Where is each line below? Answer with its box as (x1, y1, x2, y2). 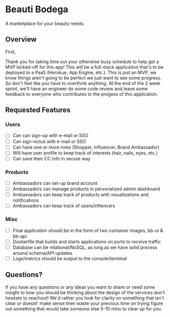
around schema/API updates (12, 250, 73, 256)
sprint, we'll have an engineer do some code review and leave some (5, 85, 148, 92)
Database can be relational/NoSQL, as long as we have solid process (12, 244, 158, 250)
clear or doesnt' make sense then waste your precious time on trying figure (5, 300, 163, 306)
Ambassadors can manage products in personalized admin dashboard (12, 186, 160, 192)
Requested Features (5, 106, 71, 114)
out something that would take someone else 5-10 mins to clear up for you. (5, 305, 162, 311)
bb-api (12, 233, 27, 239)
